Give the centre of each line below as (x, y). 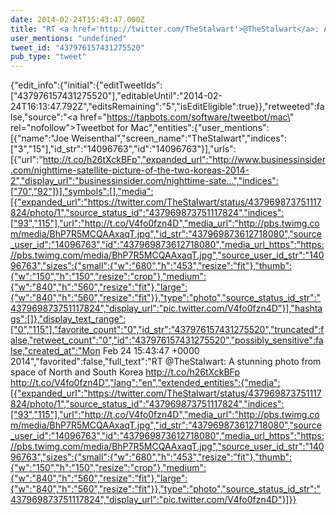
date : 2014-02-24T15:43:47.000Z (77, 19)
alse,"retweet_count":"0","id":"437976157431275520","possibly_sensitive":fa (167, 340)
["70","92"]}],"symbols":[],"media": (82, 192)
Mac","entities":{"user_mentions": (200, 128)
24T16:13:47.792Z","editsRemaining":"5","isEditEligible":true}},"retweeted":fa (167, 107)
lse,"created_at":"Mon (55, 351)
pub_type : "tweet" (48, 57)
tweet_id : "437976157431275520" (77, 47)
